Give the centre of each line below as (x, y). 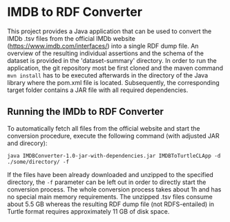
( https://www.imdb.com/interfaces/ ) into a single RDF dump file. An (103, 46)
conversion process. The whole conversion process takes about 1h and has (114, 189)
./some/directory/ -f (38, 162)
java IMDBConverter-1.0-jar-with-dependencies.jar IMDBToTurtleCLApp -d (114, 156)
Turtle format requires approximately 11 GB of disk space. (88, 211)
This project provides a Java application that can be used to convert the (109, 31)
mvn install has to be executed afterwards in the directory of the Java (108, 75)
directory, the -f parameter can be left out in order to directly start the (107, 182)
